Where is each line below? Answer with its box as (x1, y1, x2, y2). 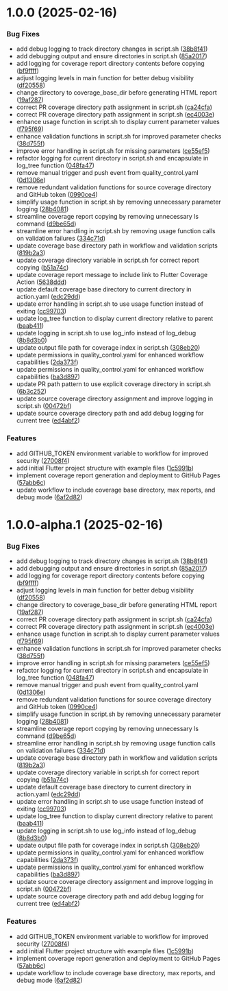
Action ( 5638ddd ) (16, 278, 67, 286)
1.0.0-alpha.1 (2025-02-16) (6, 516, 164, 532)
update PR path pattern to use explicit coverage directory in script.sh (16, 380, 212, 388)
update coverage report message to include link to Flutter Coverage (16, 271, 208, 279)
